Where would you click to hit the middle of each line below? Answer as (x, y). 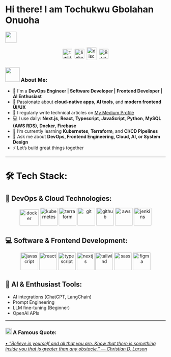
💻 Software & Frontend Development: (66, 240)
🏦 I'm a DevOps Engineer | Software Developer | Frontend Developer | (88, 91)
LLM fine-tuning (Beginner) (41, 307)
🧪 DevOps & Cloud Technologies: (59, 198)
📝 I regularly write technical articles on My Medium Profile (73, 113)
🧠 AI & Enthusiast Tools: (44, 284)
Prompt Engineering (34, 302)
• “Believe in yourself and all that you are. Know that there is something (81, 344)
